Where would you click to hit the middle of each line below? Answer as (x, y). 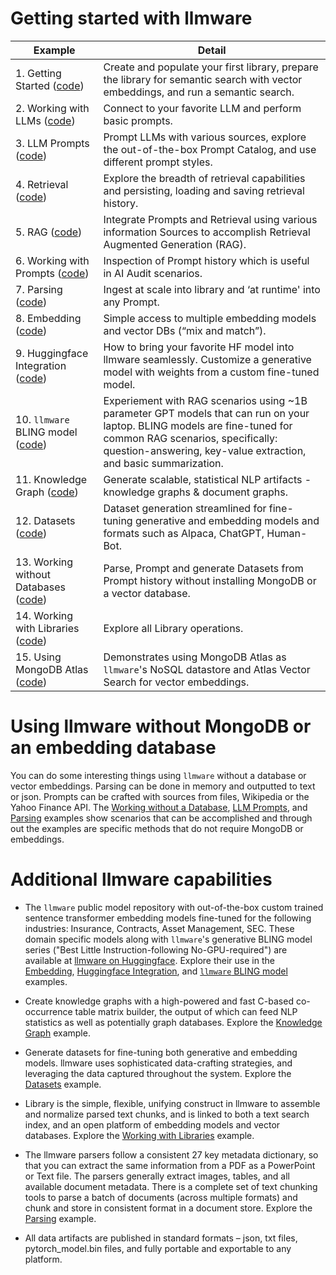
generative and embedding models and (227, 520)
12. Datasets (45, 520)
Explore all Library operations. (173, 628)
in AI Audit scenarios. (153, 273)
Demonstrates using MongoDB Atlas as (195, 657)
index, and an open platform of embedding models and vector (152, 1124)
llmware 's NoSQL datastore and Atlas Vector (207, 669)
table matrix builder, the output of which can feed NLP (186, 1011)
